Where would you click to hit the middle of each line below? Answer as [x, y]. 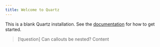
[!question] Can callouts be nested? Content [63, 39]
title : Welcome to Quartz [32, 10]
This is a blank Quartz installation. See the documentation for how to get [80, 24]
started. [13, 29]
